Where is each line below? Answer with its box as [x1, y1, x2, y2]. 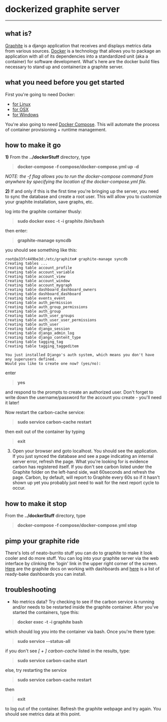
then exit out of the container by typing [5, 429, 85, 435]
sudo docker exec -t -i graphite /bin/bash [17, 218, 104, 224]
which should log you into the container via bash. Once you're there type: [5, 628, 156, 634]
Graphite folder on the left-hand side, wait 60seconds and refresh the [12, 469, 155, 475]
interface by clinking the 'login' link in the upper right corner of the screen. [5, 561, 158, 566]
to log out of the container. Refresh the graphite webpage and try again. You [5, 706, 162, 712]
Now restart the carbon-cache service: [5, 410, 85, 415]
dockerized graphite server [5, 3, 120, 15]
